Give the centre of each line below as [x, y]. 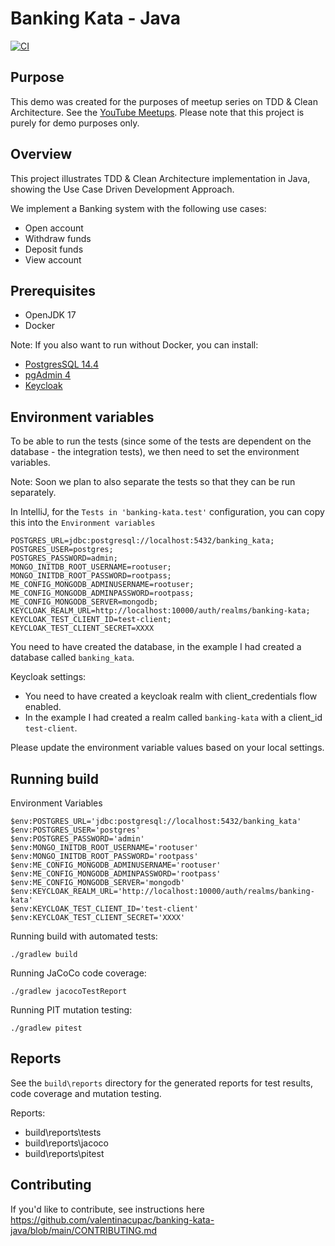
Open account [54, 228]
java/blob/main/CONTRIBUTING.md [84, 1230]
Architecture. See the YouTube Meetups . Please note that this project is [157, 112]
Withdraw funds [58, 238]
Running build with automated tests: [84, 936]
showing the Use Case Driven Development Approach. [122, 189]
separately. [33, 493]
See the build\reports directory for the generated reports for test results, [161, 1083]
